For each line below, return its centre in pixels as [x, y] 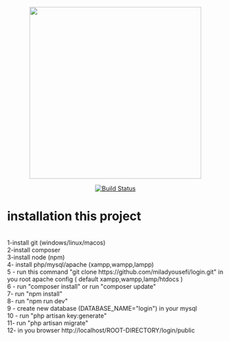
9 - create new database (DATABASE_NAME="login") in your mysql [102, 308]
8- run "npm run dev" [37, 301]
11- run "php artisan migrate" [48, 322]
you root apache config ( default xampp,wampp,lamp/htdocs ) [95, 279]
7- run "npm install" [35, 294]
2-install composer [34, 250]
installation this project [74, 216]
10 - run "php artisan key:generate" [57, 316]
